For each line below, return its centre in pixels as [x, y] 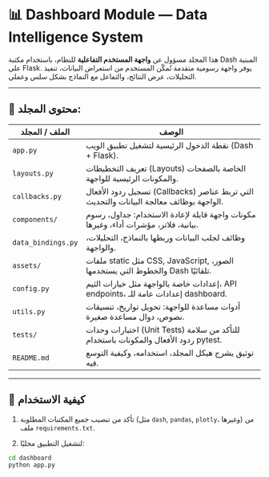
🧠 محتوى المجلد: [45, 109]
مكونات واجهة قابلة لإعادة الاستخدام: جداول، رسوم [171, 214]
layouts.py [33, 173]
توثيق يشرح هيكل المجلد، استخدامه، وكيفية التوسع [170, 353]
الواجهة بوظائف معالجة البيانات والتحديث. [155, 201]
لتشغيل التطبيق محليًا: [52, 443]
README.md [31, 358]
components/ [35, 219]
